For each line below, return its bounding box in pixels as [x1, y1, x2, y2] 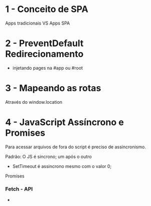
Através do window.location [5, 99, 63, 105]
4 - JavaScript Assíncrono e [5, 117, 124, 128]
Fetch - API [5, 185, 33, 192]
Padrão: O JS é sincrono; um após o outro [5, 153, 92, 159]
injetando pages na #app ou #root [12, 65, 83, 71]
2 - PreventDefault [5, 38, 84, 49]
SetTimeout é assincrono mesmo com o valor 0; [12, 163, 112, 169]
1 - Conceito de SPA [5, 4, 89, 15]
